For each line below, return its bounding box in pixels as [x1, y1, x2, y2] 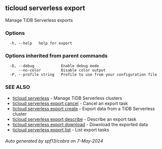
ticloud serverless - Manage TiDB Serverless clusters [12, 95, 122, 101]
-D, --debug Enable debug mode [9, 64, 99, 69]
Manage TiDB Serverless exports [5, 17, 73, 23]
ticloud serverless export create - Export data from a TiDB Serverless [12, 105, 155, 111]
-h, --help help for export [9, 41, 72, 46]
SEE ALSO [5, 84, 30, 91]
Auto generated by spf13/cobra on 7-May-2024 [5, 138, 103, 144]
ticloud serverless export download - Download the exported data [12, 121, 148, 127]
